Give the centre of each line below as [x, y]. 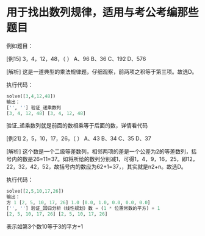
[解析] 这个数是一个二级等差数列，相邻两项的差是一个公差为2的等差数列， [99, 152]
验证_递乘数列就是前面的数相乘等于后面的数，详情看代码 [77, 126]
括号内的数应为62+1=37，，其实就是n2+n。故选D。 [123, 167]
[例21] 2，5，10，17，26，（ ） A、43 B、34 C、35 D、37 [79, 138]
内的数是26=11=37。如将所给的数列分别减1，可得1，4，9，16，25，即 [99, 159]
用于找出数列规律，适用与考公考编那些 [103, 13]
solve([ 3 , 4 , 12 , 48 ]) [31, 96]
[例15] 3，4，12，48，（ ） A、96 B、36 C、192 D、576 [76, 59]
